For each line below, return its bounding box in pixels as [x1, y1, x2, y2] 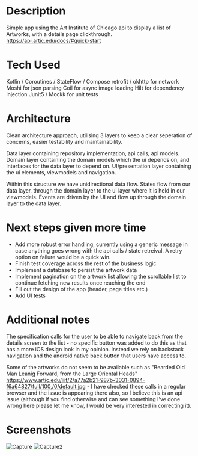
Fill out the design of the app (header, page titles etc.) [14, 285, 148, 292]
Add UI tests [14, 292, 46, 299]
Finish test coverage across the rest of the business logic [14, 260, 157, 267]
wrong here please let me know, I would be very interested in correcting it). [6, 402, 192, 409]
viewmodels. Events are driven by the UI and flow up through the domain [6, 193, 187, 200]
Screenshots [6, 423, 71, 437]
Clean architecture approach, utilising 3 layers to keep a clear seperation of [6, 131, 193, 139]
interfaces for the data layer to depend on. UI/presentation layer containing [6, 162, 191, 170]
